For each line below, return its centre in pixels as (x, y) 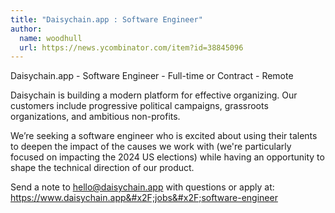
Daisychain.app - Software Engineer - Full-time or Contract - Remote (152, 76)
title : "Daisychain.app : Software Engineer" (106, 19)
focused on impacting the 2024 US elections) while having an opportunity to (167, 157)
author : (26, 29)
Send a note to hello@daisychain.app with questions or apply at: (142, 187)
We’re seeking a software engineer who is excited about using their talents (164, 136)
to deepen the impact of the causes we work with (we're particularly (151, 147)
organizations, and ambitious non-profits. (95, 117)
